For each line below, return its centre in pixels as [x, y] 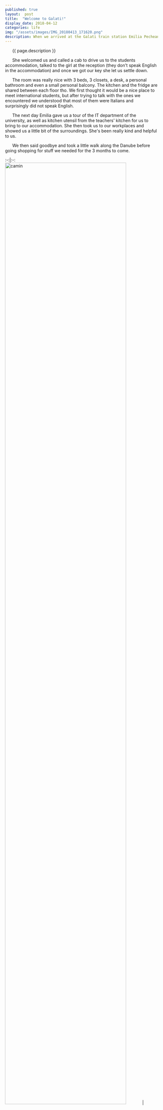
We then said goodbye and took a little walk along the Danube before [81, 145]
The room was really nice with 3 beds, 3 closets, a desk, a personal [79, 80]
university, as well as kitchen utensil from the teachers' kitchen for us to [77, 120]
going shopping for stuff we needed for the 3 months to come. [67, 150]
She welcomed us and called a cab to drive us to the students [74, 60]
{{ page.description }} [34, 50]
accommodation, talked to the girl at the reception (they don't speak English [81, 65]
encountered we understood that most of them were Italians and [69, 100]
